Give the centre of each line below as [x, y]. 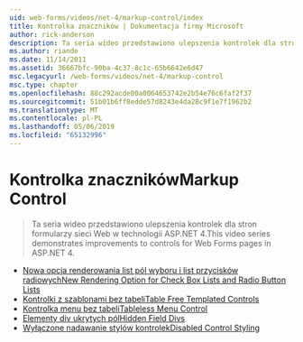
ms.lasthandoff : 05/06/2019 [62, 127]
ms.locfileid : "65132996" [58, 135]
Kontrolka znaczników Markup [124, 180]
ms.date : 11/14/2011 [48, 60]
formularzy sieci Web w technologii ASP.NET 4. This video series [151, 233]
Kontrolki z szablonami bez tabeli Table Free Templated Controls [141, 299]
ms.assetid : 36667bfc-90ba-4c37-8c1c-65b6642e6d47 [106, 69]
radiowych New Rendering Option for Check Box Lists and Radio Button [154, 280]
